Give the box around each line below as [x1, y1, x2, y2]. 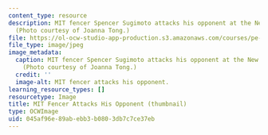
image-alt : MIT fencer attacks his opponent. [15, 78, 170, 86]
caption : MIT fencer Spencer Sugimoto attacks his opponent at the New [15, 56, 259, 64]
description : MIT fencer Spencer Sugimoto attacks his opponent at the [8, 19, 251, 27]
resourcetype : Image [8, 93, 77, 101]
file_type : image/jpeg [8, 41, 84, 49]
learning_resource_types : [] [8, 85, 105, 94]
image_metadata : [8, 48, 62, 56]
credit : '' [15, 71, 52, 79]
